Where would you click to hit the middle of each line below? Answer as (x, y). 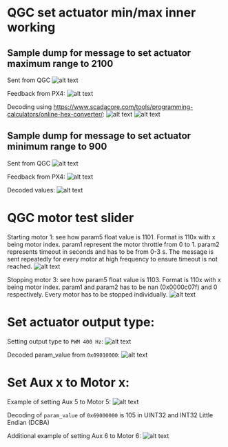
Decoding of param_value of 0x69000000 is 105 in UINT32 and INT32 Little (110, 415)
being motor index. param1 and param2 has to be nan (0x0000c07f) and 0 (112, 287)
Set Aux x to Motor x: (68, 383)
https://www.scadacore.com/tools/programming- (123, 107)
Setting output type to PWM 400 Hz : (55, 341)
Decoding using (30, 107)
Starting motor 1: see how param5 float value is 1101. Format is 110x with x (111, 237)
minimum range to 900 (57, 147)
